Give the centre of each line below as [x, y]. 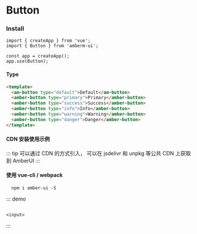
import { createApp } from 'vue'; [49, 41]
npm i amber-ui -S [34, 188]
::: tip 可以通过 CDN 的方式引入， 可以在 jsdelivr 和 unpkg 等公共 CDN [90, 153]
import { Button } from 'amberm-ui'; [52, 46]
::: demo [16, 199]
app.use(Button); [27, 61]
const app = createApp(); [38, 56]
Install [15, 29]
